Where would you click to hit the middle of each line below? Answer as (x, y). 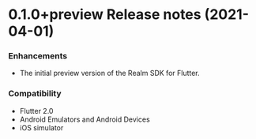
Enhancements (38, 56)
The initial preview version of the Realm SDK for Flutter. (109, 73)
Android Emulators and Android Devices (85, 119)
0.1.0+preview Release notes (105, 15)
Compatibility (35, 94)
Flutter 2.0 (36, 111)
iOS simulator (41, 127)
